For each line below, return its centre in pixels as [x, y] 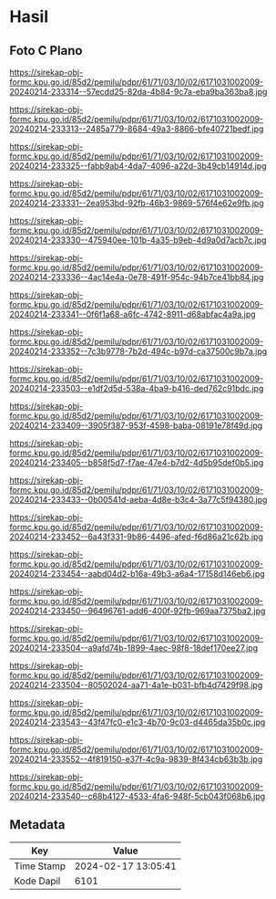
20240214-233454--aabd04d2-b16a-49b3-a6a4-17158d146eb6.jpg [138, 574]
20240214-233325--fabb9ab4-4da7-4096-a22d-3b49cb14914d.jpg [138, 166]
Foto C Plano [46, 51]
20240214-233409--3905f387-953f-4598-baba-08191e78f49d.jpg [136, 425]
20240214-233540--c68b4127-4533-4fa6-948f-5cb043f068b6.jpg [138, 796]
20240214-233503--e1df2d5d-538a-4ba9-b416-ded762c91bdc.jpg [137, 388]
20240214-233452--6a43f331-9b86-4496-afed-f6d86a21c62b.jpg [137, 537]
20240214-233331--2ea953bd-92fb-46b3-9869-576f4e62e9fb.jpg [137, 203]
